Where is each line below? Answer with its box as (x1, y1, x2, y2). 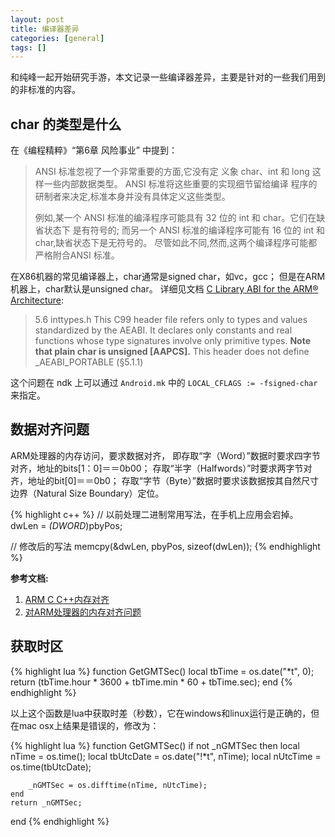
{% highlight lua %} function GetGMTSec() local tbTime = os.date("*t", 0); (10, 665, 315, 677)
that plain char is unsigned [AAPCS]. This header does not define (34, 346, 310, 358)
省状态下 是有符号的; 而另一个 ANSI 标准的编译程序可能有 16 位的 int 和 (34, 224, 326, 236)
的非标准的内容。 (10, 84, 81, 96)
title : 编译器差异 (10, 24, 80, 34)
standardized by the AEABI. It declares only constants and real (34, 324, 293, 336)
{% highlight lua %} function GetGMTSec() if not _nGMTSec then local (10, 739, 300, 751)
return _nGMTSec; (10, 797, 83, 808)
